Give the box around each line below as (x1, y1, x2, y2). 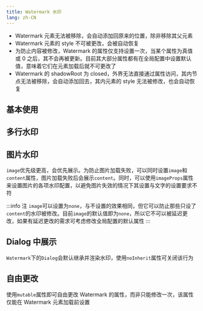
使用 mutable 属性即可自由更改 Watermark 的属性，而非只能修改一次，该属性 (6, 290, 194, 298)
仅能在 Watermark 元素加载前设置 (6, 298, 90, 306)
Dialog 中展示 (6, 237, 57, 247)
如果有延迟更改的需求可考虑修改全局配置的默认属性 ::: (16, 218, 151, 225)
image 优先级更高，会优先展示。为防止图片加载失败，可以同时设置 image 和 (6, 167, 188, 174)
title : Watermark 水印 (6, 8, 62, 15)
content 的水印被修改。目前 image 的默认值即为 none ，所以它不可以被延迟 (6, 210, 183, 217)
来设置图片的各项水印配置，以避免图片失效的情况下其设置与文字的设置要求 (6, 182, 192, 189)
